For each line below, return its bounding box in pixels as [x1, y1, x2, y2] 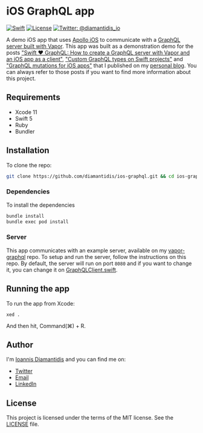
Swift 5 [14, 115, 33, 122]
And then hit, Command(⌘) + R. [6, 322, 86, 329]
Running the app [6, 284, 69, 294]
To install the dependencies [6, 201, 76, 209]
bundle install [6, 213, 45, 219]
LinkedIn [14, 380, 37, 388]
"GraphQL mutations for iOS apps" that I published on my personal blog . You [6, 62, 198, 69]
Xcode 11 [14, 108, 37, 116]
